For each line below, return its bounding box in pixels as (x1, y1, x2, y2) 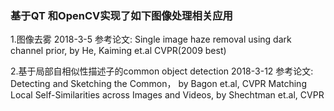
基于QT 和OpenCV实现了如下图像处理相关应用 (10, 8, 233, 22)
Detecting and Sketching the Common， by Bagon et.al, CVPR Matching (10, 78, 307, 90)
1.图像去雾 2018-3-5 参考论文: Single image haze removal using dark (10, 33, 292, 46)
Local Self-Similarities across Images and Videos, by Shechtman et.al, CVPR (10, 89, 325, 101)
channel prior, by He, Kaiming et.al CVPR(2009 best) (10, 45, 227, 57)
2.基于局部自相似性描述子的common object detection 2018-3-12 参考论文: (10, 65, 314, 77)
